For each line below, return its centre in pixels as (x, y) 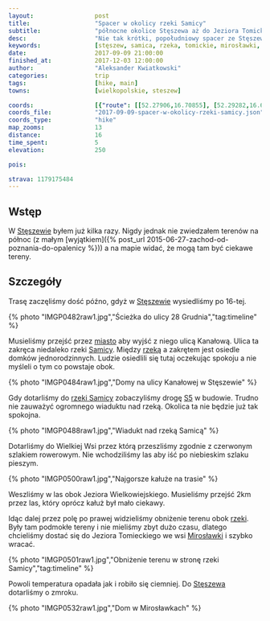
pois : (17, 165)
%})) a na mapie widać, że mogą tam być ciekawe (170, 248)
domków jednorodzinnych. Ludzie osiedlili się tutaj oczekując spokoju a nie (133, 358)
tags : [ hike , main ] (73, 83)
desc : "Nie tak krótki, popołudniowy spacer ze (122, 38)
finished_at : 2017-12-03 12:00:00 (86, 61)
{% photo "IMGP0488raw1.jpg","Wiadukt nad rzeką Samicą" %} (114, 430)
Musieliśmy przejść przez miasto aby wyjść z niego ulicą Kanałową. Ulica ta (134, 341)
